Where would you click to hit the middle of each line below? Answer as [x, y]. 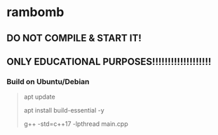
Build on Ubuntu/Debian [48, 81]
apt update [39, 97]
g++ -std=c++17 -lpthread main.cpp [76, 124]
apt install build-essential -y [64, 111]
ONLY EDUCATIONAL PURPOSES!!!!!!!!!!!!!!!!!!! [109, 61]
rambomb [35, 12]
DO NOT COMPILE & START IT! [74, 38]
